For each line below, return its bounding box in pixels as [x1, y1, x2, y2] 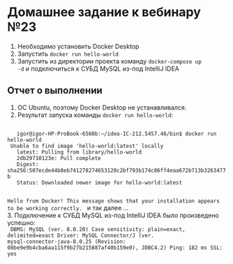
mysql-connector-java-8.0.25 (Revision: [7, 238, 127, 245]
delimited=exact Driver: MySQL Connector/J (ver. [7, 232, 155, 239]
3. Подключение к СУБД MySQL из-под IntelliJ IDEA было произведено [7, 211, 220, 219]
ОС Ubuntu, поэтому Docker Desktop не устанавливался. [17, 103, 187, 112]
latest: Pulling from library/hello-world [16, 148, 142, 156]
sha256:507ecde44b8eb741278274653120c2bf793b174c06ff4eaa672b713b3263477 [7, 167, 227, 174]
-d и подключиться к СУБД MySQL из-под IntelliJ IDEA [17, 64, 179, 73]
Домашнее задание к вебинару [7, 4, 201, 20]
